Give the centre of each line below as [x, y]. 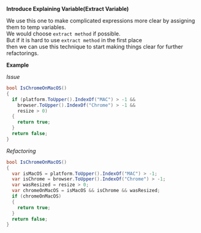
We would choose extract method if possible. [63, 34]
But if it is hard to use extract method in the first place [74, 40]
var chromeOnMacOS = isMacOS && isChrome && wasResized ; [86, 191]
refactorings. [22, 53]
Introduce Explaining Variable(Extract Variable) [68, 9]
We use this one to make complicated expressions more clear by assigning [101, 20]
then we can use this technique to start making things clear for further [95, 46]
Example [18, 65]
